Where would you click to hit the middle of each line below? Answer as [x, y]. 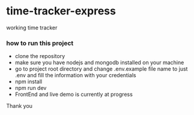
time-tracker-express [61, 11]
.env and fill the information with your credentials [75, 75]
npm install [29, 81]
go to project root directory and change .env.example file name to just [101, 69]
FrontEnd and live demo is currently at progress [74, 95]
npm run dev [31, 88]
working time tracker [32, 28]
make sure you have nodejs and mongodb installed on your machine [99, 63]
